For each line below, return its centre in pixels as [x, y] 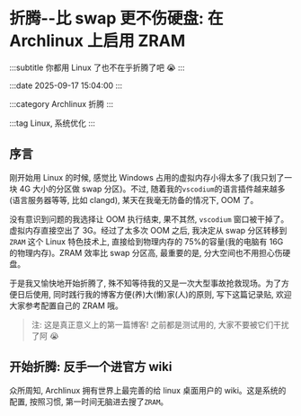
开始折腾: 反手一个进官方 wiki [91, 367]
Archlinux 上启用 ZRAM [97, 41]
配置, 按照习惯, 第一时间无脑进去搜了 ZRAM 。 [89, 402]
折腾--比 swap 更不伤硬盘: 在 [116, 18]
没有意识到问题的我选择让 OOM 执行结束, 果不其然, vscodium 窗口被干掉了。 [149, 219]
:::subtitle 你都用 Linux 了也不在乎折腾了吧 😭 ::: [97, 67]
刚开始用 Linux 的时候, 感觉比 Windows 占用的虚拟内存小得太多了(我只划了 [147, 177]
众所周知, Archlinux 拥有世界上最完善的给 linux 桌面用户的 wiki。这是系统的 [148, 390]
